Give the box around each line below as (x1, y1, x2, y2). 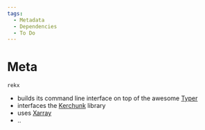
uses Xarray (17, 109, 52, 118)
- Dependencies (13, 23, 57, 30)
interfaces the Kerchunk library (17, 102, 106, 110)
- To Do (13, 29, 36, 37)
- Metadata (13, 17, 45, 24)
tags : (7, 10, 23, 17)
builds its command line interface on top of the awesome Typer (17, 94, 198, 102)
